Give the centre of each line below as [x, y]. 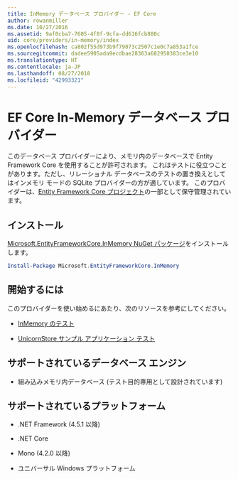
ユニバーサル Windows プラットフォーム [76, 468]
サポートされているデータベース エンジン [97, 363]
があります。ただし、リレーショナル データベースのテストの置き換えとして [117, 174]
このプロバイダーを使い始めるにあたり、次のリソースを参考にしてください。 [119, 308]
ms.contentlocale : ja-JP [44, 67]
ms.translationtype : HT [43, 60]
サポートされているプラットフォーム [86, 406]
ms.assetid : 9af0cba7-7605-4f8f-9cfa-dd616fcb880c [84, 34]
